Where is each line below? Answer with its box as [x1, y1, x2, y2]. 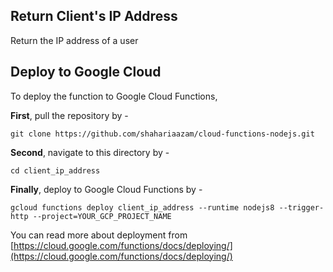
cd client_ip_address [10, 165, 101, 176]
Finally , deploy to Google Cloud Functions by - [10, 183, 203, 195]
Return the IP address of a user [10, 34, 139, 46]
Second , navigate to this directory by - [10, 146, 170, 158]
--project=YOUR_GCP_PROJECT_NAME [32, 211, 172, 221]
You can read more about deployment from [10, 229, 188, 241]
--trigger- [278, 202, 325, 213]
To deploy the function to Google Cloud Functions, [10, 90, 218, 102]
